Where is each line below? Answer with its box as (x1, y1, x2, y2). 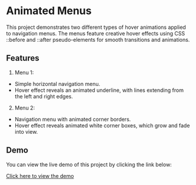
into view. (14, 128, 38, 135)
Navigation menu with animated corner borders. (14, 115, 131, 123)
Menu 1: (14, 69, 34, 76)
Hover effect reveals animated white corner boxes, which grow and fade (14, 122, 190, 129)
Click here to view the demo (6, 172, 74, 179)
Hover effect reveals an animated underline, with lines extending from (14, 87, 184, 94)
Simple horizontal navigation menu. (14, 80, 101, 87)
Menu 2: (14, 104, 35, 111)
